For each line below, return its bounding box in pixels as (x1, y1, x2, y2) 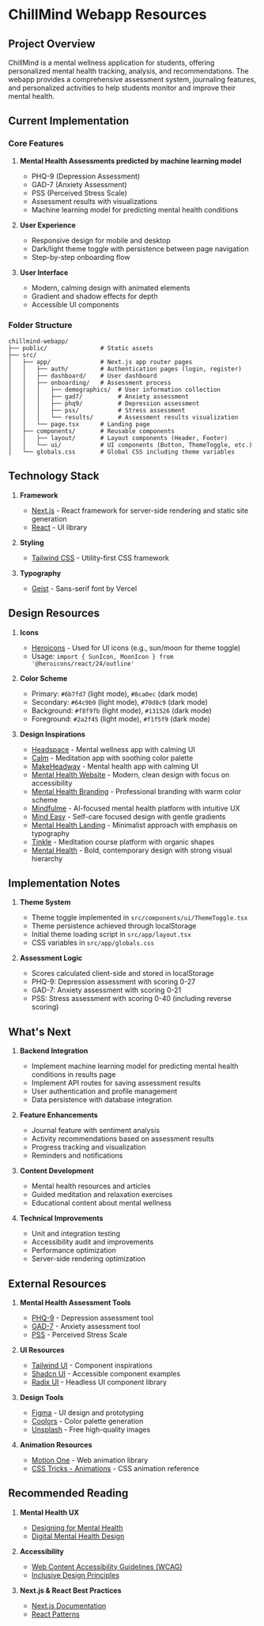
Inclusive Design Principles (31, 1570, 120, 1579)
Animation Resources (19, 1440, 92, 1450)
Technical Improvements (19, 1214, 104, 1223)
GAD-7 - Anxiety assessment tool (31, 1322, 141, 1331)
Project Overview (8, 37, 96, 51)
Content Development (19, 1166, 94, 1176)
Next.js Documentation (31, 1601, 107, 1610)
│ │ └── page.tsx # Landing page (8, 420, 150, 428)
